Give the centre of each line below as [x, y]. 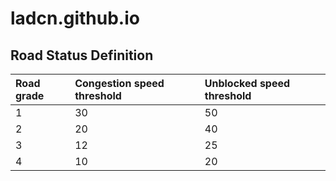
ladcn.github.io [75, 18]
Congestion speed [119, 83]
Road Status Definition [82, 55]
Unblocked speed [247, 83]
